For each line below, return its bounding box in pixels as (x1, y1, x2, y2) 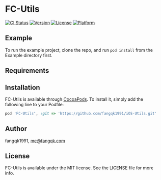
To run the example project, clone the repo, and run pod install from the (5, 47, 153, 53)
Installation (5, 83, 40, 91)
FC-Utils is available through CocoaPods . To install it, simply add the (5, 96, 143, 102)
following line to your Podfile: (5, 101, 64, 107)
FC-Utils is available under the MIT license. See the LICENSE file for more (5, 165, 154, 171)
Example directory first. (5, 52, 53, 58)
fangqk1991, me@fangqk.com (5, 138, 65, 144)
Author (5, 124, 27, 133)
